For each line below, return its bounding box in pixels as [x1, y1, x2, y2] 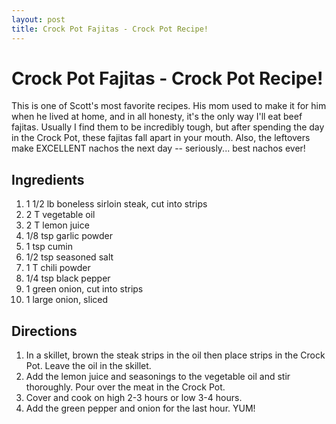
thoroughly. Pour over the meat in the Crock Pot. [25, 381, 226, 393]
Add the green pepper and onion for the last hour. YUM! [25, 402, 256, 415]
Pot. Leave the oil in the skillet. [25, 360, 152, 372]
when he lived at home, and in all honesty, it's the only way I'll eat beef [11, 111, 303, 123]
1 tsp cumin [25, 241, 73, 253]
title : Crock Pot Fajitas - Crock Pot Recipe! [11, 24, 209, 34]
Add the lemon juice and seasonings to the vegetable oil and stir [25, 371, 291, 383]
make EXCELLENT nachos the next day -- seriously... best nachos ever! [11, 142, 306, 155]
